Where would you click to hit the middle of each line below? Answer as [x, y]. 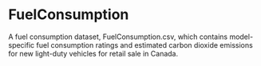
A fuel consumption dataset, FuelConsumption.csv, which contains [118, 37]
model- [241, 37]
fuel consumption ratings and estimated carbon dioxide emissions [144, 45]
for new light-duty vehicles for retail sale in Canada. [93, 53]
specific [22, 45]
